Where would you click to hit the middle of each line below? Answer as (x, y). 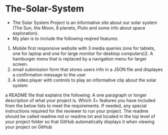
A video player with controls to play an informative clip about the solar (84, 80)
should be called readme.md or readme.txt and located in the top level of (80, 116)
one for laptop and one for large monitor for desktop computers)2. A (83, 53)
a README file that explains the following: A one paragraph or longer (76, 95)
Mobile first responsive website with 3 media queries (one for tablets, (84, 48)
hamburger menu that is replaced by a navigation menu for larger (79, 58)
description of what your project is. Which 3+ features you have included (80, 100)
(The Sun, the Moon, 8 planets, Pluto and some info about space (79, 27)
